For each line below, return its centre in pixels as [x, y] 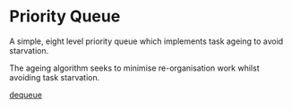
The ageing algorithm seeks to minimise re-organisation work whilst [134, 68]
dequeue [26, 95]
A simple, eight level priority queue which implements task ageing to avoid [146, 41]
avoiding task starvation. [55, 77]
